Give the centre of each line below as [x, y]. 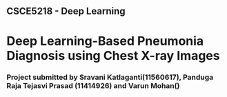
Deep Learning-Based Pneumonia [105, 41]
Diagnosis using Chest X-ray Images [113, 55]
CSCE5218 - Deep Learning [66, 11]
